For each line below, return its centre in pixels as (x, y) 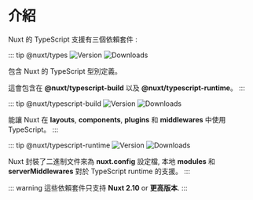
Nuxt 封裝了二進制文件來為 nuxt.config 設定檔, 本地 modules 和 (112, 161)
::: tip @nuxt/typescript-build (55, 104)
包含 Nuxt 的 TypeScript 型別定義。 (65, 71)
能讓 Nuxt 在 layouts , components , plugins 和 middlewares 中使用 (117, 119)
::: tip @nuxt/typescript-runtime (59, 145)
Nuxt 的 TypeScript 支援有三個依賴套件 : (73, 39)
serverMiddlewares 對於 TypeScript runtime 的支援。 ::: (99, 171)
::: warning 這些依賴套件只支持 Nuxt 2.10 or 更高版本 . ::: (98, 187)
